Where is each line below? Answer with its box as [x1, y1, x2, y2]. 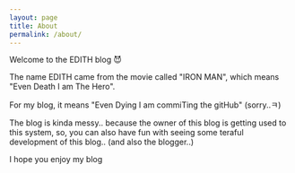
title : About [9, 22, 58, 30]
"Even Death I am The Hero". [9, 82, 116, 92]
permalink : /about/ [9, 30, 82, 39]
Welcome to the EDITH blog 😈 [9, 55, 123, 65]
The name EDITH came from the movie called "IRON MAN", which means [9, 72, 280, 82]
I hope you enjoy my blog [9, 154, 103, 165]
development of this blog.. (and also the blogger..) [9, 136, 195, 148]
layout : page [9, 13, 58, 22]
